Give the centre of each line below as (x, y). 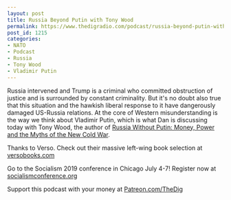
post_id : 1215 (27, 33)
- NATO (16, 45)
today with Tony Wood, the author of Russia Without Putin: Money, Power (111, 127)
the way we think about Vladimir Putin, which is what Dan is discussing (107, 120)
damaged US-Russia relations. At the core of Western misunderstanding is (112, 112)
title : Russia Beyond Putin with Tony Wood (70, 20)
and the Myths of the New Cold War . (58, 134)
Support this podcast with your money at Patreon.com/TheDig (95, 189)
